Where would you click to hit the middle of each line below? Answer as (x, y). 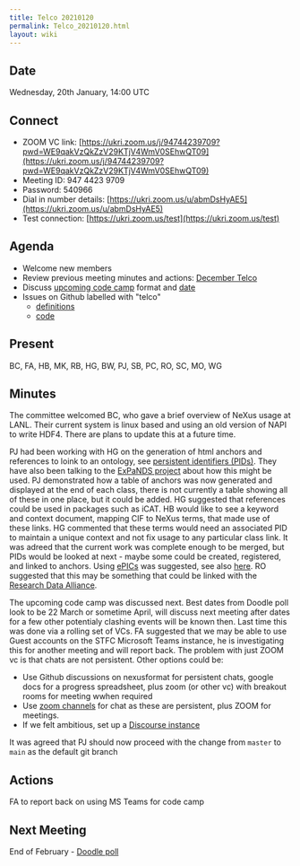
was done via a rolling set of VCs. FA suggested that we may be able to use (148, 631)
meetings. (41, 715)
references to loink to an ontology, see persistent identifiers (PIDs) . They (143, 461)
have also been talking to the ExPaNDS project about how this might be (141, 471)
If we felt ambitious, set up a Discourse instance (111, 725)
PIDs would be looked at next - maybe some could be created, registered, (146, 556)
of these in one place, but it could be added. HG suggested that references (148, 500)
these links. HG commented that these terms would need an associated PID (149, 528)
